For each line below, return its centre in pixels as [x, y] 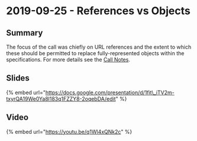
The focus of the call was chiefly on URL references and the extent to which [99, 47]
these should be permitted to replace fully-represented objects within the [95, 53]
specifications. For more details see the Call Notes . [68, 60]
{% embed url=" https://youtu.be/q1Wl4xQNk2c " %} [69, 132]
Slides [18, 78]
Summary [25, 33]
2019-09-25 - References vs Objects [98, 11]
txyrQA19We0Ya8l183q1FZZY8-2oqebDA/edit [61, 98]
